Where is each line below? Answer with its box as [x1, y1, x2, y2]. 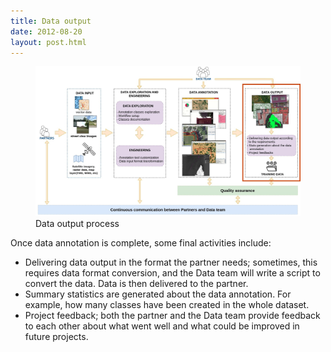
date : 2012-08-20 [10, 26, 83, 37]
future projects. [24, 331, 89, 343]
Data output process [35, 218, 120, 230]
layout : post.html [10, 37, 87, 47]
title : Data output [10, 16, 92, 26]
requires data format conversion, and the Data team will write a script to [24, 267, 321, 279]
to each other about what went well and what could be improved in [24, 320, 300, 332]
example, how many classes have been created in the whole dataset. [24, 299, 310, 311]
